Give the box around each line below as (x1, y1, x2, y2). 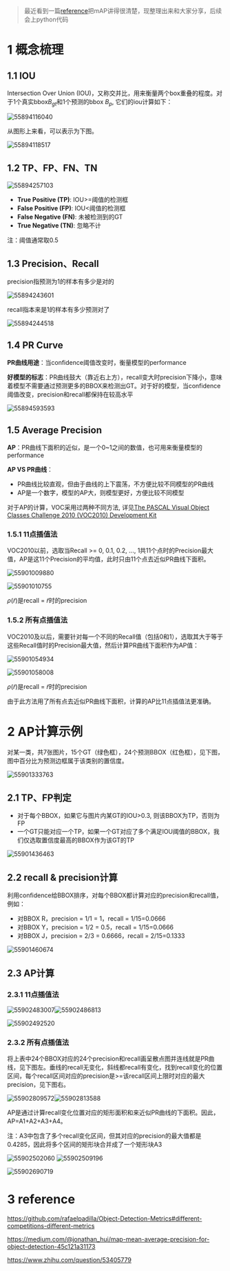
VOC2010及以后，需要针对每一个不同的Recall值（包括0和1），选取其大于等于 (7, 632, 224, 641)
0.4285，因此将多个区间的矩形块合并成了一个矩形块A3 (7, 1141, 163, 1149)
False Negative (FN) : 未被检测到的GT (17, 212, 123, 221)
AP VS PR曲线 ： (7, 466, 54, 474)
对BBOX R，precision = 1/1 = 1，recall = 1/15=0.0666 (17, 914, 166, 923)
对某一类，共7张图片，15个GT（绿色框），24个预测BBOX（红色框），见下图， (7, 748, 224, 756)
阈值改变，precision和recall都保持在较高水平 (7, 390, 134, 399)
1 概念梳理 (7, 42, 64, 58)
